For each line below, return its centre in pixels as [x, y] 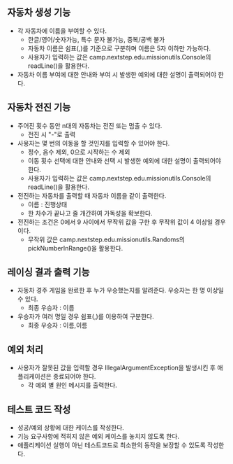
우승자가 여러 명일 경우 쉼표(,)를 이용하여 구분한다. [86, 316]
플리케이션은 [35, 377]
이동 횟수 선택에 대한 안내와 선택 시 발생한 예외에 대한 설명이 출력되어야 [125, 160]
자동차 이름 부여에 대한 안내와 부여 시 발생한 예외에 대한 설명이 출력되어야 [117, 74]
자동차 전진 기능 [39, 107]
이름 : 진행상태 [47, 204]
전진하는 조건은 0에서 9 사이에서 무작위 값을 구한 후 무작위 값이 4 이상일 [115, 222]
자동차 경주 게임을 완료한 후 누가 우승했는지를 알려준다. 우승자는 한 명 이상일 [121, 290]
